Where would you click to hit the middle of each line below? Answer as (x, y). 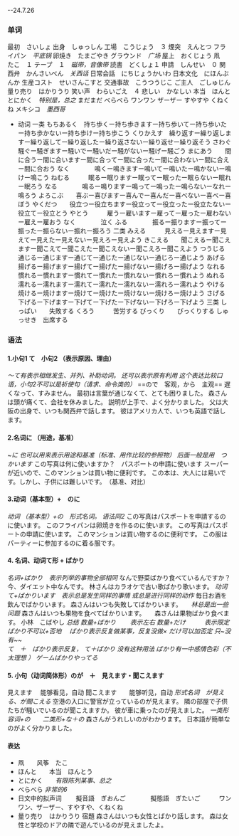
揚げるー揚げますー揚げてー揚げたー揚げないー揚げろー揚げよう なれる (121, 267)
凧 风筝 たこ (43, 763)
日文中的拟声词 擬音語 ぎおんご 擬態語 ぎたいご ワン (124, 798)
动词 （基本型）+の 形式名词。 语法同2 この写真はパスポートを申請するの (117, 516)
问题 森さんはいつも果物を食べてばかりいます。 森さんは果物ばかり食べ (116, 613)
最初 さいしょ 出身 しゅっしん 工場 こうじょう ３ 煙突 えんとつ (110, 47)
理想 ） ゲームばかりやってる (55, 658)
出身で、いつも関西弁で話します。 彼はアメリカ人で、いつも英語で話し (123, 411)
